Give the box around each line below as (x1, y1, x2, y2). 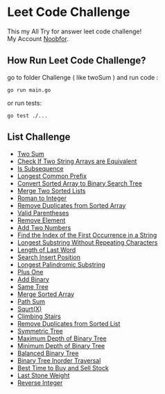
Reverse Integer (17, 378, 63, 386)
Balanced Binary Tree (17, 349, 79, 357)
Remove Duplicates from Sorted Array (17, 201, 126, 209)
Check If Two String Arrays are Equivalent (17, 157, 137, 165)
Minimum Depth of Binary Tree (17, 341, 105, 350)
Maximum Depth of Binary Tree (17, 334, 107, 343)
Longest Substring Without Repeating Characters (17, 238, 158, 247)
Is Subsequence (17, 164, 64, 172)
